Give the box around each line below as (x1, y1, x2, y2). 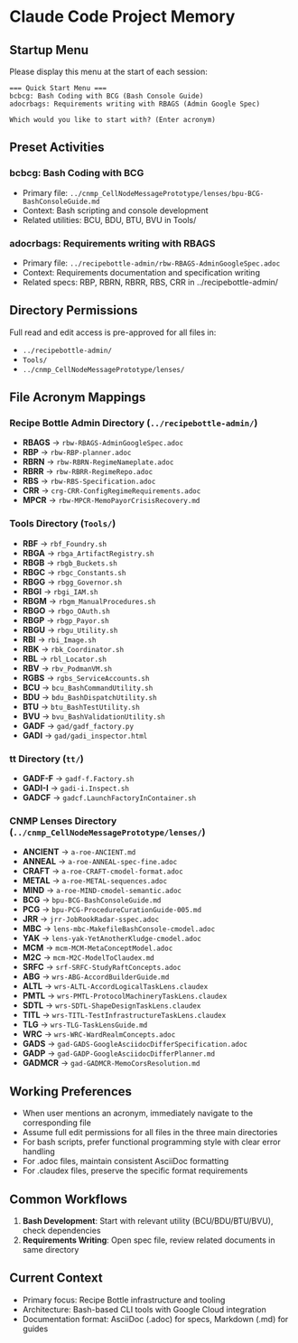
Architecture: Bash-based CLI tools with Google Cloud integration (22, 1303, 266, 1315)
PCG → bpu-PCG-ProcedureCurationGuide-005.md (22, 904, 201, 915)
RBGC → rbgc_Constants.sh (22, 566, 126, 577)
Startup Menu (9, 42, 88, 58)
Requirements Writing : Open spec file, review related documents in (22, 1235, 275, 1245)
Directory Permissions (9, 303, 138, 318)
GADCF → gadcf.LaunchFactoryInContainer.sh (22, 792, 197, 803)
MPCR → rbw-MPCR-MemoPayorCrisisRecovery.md (22, 495, 200, 506)
